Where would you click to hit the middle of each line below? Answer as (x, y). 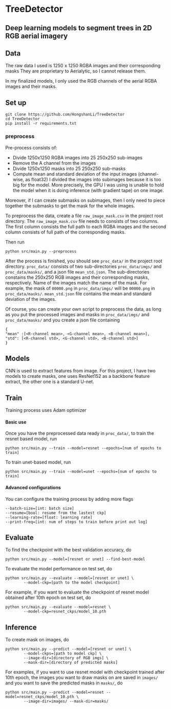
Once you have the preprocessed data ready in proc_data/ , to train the (80, 433)
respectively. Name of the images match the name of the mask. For (76, 282)
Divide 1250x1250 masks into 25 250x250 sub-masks (69, 168)
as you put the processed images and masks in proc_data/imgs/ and (77, 314)
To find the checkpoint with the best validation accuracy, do (68, 550)
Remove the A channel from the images (54, 163)
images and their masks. (31, 87)
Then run (15, 242)
